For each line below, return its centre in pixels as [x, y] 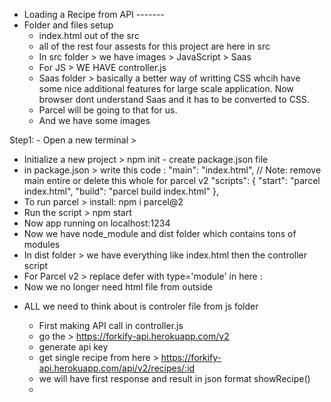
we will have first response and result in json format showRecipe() [174, 378]
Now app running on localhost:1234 [97, 223]
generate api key [73, 347]
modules [42, 244]
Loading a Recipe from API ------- [94, 14]
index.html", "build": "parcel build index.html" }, [121, 191]
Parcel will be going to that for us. [108, 110]
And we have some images [94, 120]
